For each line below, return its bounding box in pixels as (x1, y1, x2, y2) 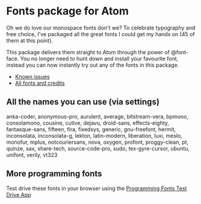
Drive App (6, 191, 31, 198)
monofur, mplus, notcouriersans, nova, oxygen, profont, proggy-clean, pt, (6, 138, 189, 146)
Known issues (14, 73, 50, 80)
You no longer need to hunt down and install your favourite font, (20, 55, 179, 62)
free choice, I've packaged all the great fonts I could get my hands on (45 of (6, 30, 196, 37)
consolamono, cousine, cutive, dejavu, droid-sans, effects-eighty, (6, 119, 170, 126)
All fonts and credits (14, 79, 65, 87)
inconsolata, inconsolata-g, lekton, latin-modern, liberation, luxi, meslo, (6, 132, 182, 139)
